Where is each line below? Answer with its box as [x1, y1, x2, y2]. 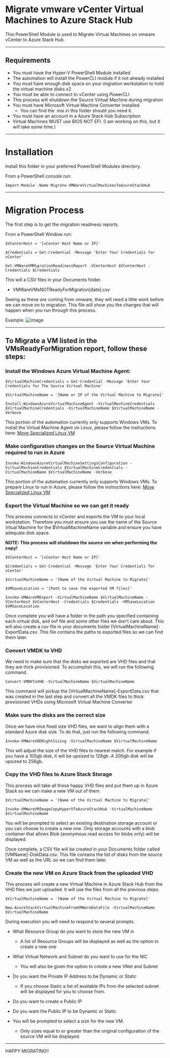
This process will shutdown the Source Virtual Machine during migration [12, 97, 163, 103]
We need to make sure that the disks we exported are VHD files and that [5, 659, 156, 665]
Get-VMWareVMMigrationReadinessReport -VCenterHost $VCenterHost [5, 263, 146, 268]
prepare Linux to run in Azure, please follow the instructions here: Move [5, 484, 155, 490]
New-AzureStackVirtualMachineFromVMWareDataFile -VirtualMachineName [5, 905, 155, 910]
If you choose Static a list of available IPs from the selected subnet [20, 983, 159, 989]
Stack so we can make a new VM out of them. [5, 787, 101, 794]
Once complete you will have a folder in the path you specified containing [5, 612, 159, 619]
